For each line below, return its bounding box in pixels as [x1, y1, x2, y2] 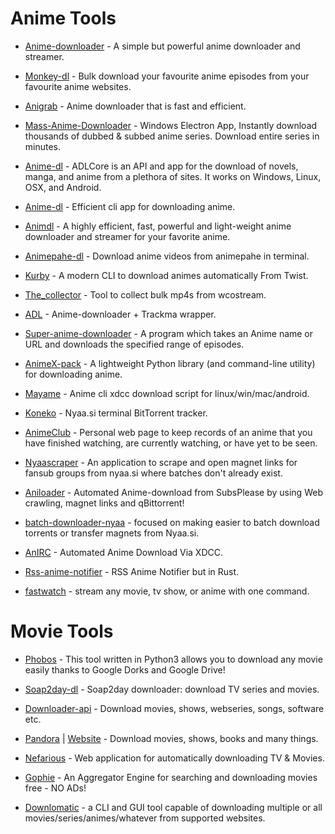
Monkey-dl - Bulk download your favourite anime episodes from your [24, 70, 310, 82]
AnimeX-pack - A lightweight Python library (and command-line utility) [24, 357, 316, 369]
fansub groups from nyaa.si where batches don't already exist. [24, 467, 283, 479]
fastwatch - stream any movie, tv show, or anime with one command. [24, 585, 310, 597]
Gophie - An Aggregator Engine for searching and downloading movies [24, 771, 318, 783]
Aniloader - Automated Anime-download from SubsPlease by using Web [24, 486, 323, 498]
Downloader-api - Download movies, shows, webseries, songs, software [24, 702, 325, 714]
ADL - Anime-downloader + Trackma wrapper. [24, 308, 217, 320]
